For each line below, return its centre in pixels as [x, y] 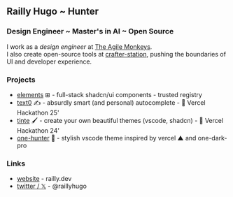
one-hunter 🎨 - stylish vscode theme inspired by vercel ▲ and [106, 138]
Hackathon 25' [38, 112]
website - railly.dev [44, 179]
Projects [21, 80]
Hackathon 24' [38, 130]
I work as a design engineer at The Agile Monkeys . [79, 46]
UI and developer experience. [49, 61]
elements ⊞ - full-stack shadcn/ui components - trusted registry [109, 94]
